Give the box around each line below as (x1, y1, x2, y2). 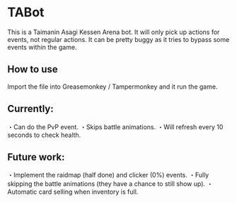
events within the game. (7, 43, 77, 51)
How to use (7, 63, 58, 75)
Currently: (7, 103, 54, 115)
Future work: (7, 150, 65, 163)
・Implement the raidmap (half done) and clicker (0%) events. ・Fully (7, 171, 209, 180)
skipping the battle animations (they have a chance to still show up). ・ (7, 180, 214, 188)
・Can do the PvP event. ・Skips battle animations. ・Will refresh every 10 (7, 122, 224, 131)
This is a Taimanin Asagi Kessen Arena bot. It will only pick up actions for (7, 28, 220, 36)
